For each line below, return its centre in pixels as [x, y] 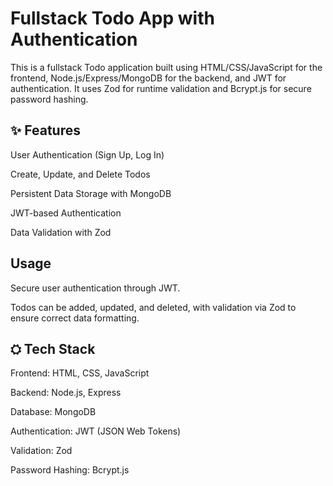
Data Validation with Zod [61, 232]
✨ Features [45, 130]
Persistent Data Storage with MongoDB [91, 193]
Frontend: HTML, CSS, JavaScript [80, 373]
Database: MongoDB [53, 412]
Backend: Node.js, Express [66, 393]
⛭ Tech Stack [53, 348]
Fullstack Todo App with [112, 18]
